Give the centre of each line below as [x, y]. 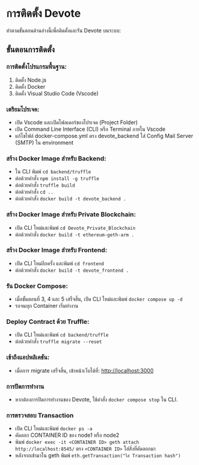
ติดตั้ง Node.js [31, 80]
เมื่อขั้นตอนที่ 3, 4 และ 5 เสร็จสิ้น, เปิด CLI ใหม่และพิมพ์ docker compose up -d [99, 299]
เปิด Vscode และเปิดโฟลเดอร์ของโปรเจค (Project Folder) [76, 122]
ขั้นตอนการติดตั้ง [31, 49]
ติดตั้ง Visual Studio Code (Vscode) [57, 93]
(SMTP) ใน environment [44, 142]
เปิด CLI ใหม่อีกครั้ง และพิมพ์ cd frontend [59, 263]
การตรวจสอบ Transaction [40, 415]
